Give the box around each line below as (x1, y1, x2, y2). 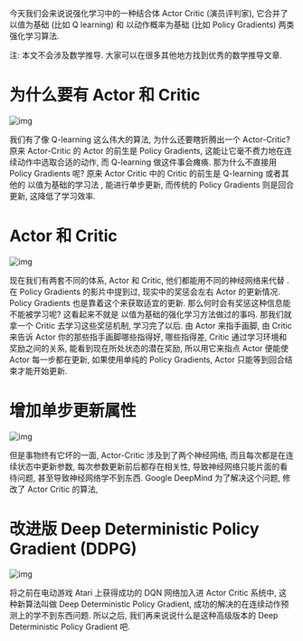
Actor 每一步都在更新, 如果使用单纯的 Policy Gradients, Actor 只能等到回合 (9, 354, 285, 365)
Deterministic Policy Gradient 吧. (9, 621, 131, 632)
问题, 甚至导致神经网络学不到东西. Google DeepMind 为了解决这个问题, (16, 472, 281, 483)
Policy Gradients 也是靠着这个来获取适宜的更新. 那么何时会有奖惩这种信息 (9, 297, 283, 308)
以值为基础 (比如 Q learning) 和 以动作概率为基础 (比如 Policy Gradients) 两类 (9, 19, 295, 30)
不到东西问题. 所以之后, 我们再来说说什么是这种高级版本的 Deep (40, 609, 279, 620)
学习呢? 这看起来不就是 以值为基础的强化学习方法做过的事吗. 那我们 (33, 309, 285, 320)
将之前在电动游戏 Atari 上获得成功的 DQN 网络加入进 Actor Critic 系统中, (9, 587, 278, 598)
